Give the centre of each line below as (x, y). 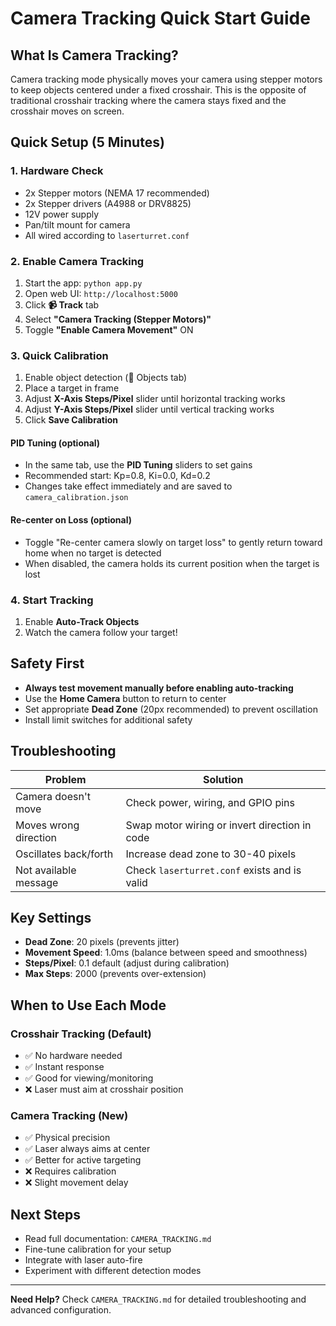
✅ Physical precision (67, 1138)
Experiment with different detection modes (113, 1271)
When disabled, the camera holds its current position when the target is (172, 563)
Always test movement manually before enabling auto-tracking (159, 688)
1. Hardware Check (57, 171)
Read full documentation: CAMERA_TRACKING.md (118, 1239)
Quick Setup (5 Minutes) (87, 142)
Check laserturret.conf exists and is (213, 870)
